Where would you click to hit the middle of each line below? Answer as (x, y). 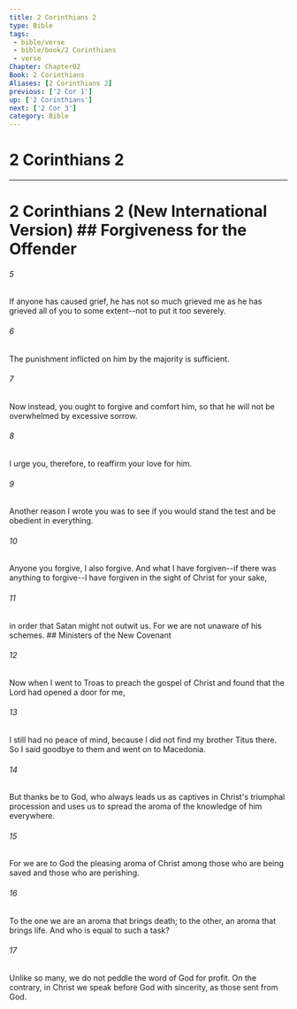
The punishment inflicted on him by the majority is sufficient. (119, 359)
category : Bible (39, 116)
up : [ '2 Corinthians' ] (51, 100)
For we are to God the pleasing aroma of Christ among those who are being (147, 864)
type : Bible (31, 26)
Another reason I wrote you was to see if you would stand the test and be (143, 511)
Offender (43, 249)
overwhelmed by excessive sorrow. (73, 415)
